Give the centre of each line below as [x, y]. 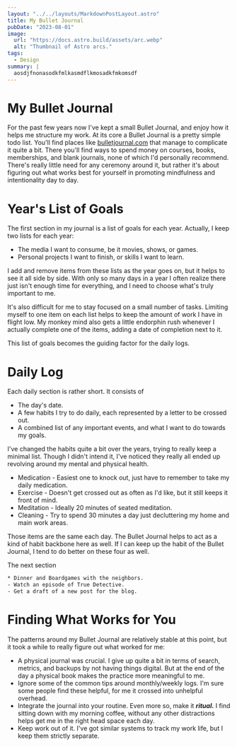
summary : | [23, 66]
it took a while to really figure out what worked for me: [86, 647]
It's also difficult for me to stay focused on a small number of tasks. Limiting [118, 307]
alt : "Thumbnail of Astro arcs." [63, 47]
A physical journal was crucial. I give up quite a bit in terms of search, [119, 660]
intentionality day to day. [43, 180]
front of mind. [37, 500]
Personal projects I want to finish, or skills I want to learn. [101, 257]
